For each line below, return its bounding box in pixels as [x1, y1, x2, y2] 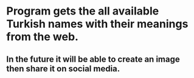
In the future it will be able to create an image [6, 54, 181, 64]
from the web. [6, 30, 79, 44]
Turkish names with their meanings [6, 17, 189, 31]
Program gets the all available [6, 4, 159, 18]
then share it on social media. [6, 63, 120, 74]
